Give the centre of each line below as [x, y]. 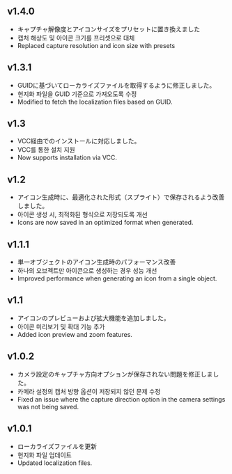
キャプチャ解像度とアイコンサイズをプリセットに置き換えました [109, 29]
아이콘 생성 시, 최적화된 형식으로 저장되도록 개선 [82, 214]
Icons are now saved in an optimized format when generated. [105, 223]
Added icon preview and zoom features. [75, 334]
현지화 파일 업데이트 [44, 455]
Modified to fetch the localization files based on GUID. [95, 102]
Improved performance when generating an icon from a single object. [117, 278]
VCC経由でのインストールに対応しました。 [79, 141]
